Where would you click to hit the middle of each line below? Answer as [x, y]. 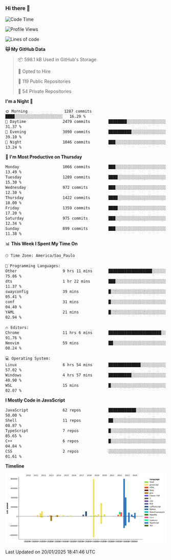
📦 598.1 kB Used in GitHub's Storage [57, 60]
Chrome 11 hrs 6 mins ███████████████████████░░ [86, 333]
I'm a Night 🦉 [19, 101]
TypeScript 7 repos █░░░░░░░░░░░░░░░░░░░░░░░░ [86, 431]
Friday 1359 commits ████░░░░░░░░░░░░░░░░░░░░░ [86, 208]
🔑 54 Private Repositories [45, 92]
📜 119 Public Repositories [44, 81]
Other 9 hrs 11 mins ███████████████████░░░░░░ [86, 271]
